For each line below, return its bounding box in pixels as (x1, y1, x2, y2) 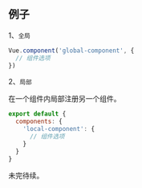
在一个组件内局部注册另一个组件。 (8, 94, 121, 104)
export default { (8, 110, 67, 118)
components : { (15, 117, 63, 126)
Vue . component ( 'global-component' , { (8, 47, 135, 55)
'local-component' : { (22, 125, 95, 133)
